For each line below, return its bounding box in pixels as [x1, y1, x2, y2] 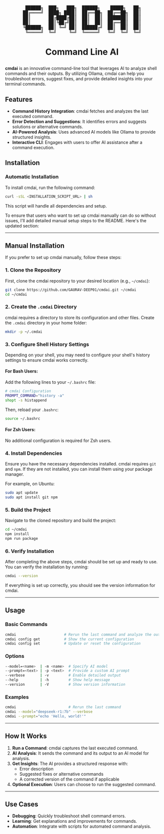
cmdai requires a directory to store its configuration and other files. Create [5, 314, 155, 321]
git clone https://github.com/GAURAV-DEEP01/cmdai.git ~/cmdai [5, 287, 137, 292]
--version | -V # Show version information [5, 682, 125, 687]
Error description [19, 765, 54, 771]
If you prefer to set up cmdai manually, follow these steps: [5, 255, 122, 260]
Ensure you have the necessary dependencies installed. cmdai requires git [5, 461, 156, 467]
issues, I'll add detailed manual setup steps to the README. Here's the [5, 217, 147, 223]
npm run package [5, 536, 38, 541]
